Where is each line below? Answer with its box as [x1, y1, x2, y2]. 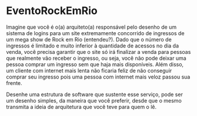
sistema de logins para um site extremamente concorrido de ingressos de [6, 29, 185, 36]
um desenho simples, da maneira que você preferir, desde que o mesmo [6, 97, 182, 104]
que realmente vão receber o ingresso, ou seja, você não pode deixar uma [6, 54, 186, 62]
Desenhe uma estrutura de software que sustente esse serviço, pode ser [6, 91, 183, 98]
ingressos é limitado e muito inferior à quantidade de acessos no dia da [6, 42, 179, 49]
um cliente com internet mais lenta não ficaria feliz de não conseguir [6, 67, 172, 74]
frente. [6, 79, 22, 86]
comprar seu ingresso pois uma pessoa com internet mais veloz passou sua [6, 73, 191, 80]
